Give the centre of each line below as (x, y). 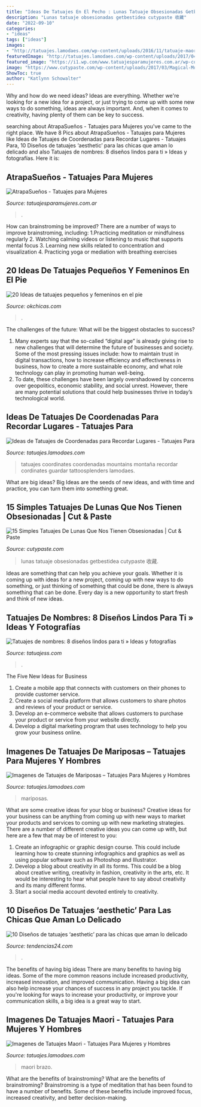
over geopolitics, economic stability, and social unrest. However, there (101, 385)
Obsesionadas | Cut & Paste (59, 516)
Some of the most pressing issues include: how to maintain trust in (97, 354)
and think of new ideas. (35, 599)
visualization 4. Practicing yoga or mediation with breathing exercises (92, 252)
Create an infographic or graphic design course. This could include (98, 847)
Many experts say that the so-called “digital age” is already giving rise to (104, 341)
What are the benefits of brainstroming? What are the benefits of (86, 1078)
